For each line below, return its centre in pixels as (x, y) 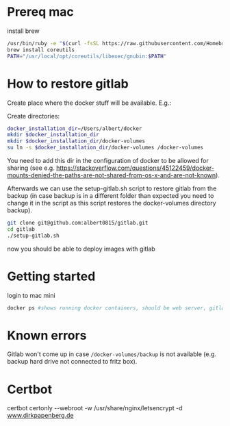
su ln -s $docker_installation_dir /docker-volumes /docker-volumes (105, 148)
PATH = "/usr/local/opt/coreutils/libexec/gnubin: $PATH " (87, 56)
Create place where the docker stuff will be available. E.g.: (89, 103)
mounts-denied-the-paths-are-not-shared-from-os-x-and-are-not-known (112, 175)
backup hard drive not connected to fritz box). (72, 362)
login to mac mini (31, 295)
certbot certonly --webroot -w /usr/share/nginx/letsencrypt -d (95, 408)
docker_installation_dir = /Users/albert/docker (75, 128)
